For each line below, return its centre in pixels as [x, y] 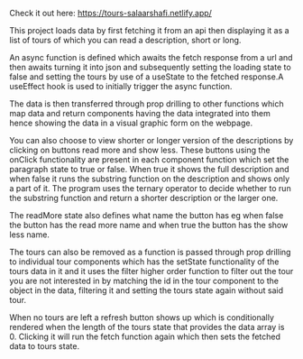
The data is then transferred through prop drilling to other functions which [147, 104]
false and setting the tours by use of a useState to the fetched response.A [147, 77]
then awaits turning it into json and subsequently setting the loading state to [150, 67]
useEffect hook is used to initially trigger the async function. [121, 86]
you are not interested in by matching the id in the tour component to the [144, 281]
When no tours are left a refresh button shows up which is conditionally [142, 318]
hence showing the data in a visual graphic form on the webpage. [131, 123]
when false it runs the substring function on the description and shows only [150, 179]
